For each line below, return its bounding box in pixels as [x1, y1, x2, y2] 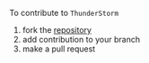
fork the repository [22, 25, 92, 35]
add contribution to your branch [22, 35, 141, 44]
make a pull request [22, 43, 96, 54]
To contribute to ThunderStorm [9, 8, 119, 18]
